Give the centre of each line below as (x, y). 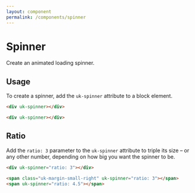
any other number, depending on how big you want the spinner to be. (91, 156)
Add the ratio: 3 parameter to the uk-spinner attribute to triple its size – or (98, 150)
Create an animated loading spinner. (50, 63)
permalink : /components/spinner (46, 17)
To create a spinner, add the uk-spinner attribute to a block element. (89, 96)
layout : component (29, 12)
